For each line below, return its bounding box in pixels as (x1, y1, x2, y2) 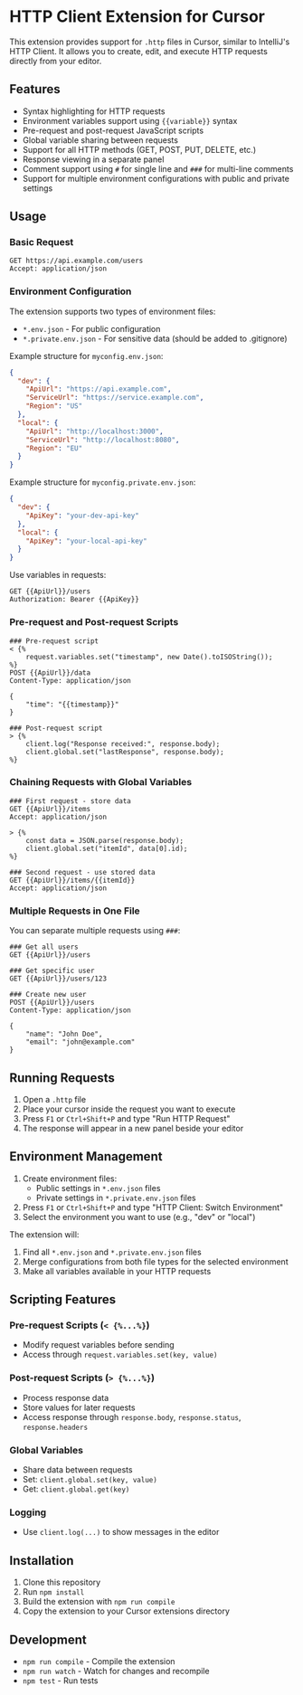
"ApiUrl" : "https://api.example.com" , (25, 384, 172, 394)
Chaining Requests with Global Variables (9, 776, 193, 789)
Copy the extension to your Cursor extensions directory (22, 1605, 231, 1616)
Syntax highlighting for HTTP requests (22, 106, 166, 117)
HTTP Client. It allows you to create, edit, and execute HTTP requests (9, 45, 269, 56)
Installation (9, 1553, 74, 1568)
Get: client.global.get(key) (22, 1483, 130, 1494)
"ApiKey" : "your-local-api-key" (25, 536, 147, 545)
